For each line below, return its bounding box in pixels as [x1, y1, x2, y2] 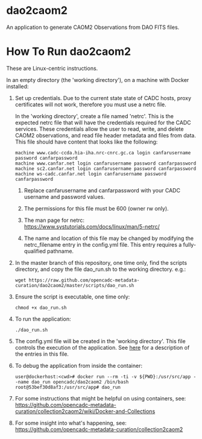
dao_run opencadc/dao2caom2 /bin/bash [31, 379, 129, 385]
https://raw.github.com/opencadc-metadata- [28, 277, 140, 283]
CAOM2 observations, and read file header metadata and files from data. [14, 131, 196, 139]
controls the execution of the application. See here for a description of [14, 344, 190, 351]
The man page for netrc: [24, 216, 85, 224]
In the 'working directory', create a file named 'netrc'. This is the [14, 112, 174, 119]
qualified [24, 247, 46, 254]
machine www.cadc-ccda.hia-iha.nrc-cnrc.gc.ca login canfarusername [14, 150, 191, 156]
